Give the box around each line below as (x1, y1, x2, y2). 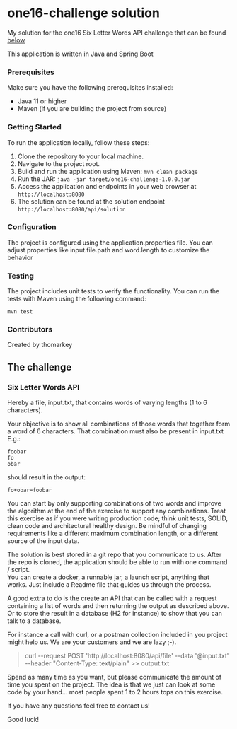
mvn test (7, 308, 33, 315)
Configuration (7, 222, 57, 232)
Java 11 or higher (17, 97, 67, 105)
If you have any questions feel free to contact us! (7, 701, 150, 710)
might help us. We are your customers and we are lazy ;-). (7, 638, 177, 646)
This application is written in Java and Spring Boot (7, 49, 154, 58)
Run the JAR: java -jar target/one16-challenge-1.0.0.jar (17, 175, 191, 183)
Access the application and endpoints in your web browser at (17, 182, 197, 190)
